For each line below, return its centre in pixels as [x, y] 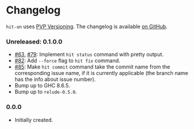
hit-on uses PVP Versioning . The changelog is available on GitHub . [87, 26]
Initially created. [34, 120]
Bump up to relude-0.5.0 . [46, 92]
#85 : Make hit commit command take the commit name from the [92, 67]
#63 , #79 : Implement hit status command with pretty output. [89, 55]
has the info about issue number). [55, 79]
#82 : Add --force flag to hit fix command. [67, 61]
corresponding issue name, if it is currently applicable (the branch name [101, 73]
